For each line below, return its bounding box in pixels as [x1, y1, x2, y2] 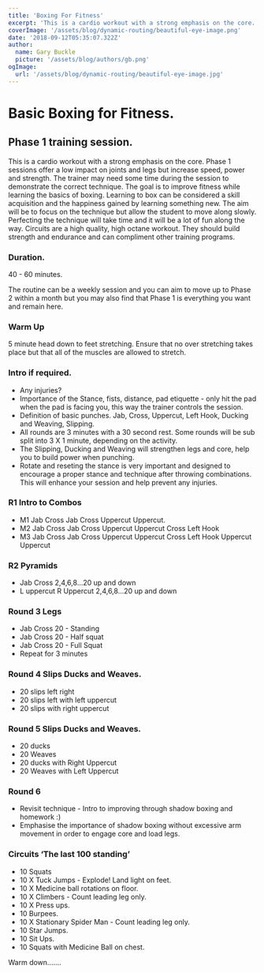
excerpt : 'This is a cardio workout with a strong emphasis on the [8, 19, 235, 27]
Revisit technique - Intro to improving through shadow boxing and [19, 804, 233, 814]
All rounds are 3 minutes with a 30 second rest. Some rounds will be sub [19, 427, 255, 436]
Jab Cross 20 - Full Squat [19, 641, 103, 650]
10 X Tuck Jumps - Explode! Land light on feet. [19, 875, 172, 885]
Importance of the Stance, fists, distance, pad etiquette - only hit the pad [19, 394, 257, 403]
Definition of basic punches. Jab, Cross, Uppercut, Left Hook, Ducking [19, 410, 249, 420]
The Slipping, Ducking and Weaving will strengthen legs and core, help [19, 443, 250, 454]
